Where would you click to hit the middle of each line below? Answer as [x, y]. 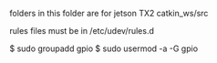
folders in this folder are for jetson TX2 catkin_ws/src [109, 13]
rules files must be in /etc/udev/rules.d [82, 31]
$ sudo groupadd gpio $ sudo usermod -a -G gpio [104, 48]
